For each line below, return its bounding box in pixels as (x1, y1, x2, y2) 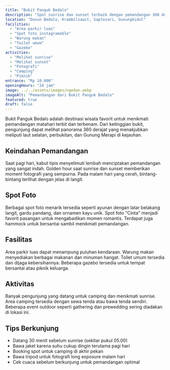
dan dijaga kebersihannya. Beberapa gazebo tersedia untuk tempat (5, 259, 145, 265)
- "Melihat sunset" (10, 59, 51, 64)
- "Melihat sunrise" (10, 54, 53, 60)
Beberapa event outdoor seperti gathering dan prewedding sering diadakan (5, 304, 163, 310)
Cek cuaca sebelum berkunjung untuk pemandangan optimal (12, 359, 140, 365)
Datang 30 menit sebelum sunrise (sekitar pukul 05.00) (12, 338, 128, 344)
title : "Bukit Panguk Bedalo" (5, 7, 69, 13)
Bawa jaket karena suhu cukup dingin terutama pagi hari (12, 343, 130, 349)
